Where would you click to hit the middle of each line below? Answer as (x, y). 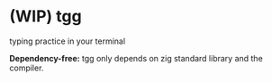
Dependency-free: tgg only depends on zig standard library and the (136, 58)
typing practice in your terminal (68, 41)
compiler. (27, 68)
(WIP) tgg (46, 16)
